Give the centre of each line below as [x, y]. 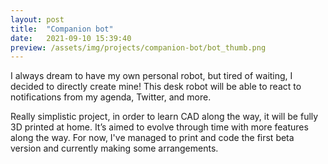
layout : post [37, 19]
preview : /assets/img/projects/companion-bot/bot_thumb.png [138, 47]
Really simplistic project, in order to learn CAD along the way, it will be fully [164, 117]
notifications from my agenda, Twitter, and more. [111, 97]
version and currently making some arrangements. [114, 148]
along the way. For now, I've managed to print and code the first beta [152, 138]
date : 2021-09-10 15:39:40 [71, 38]
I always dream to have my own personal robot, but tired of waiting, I [151, 76]
